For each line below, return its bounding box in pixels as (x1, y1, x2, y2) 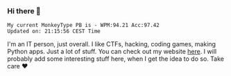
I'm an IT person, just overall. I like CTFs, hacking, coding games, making (7, 40, 216, 48)
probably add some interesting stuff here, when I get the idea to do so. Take (7, 55, 224, 63)
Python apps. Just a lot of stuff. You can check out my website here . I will (7, 48, 217, 56)
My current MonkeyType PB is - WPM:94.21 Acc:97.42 (7, 22, 160, 29)
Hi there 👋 (7, 6, 42, 16)
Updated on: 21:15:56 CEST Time (7, 28, 101, 35)
